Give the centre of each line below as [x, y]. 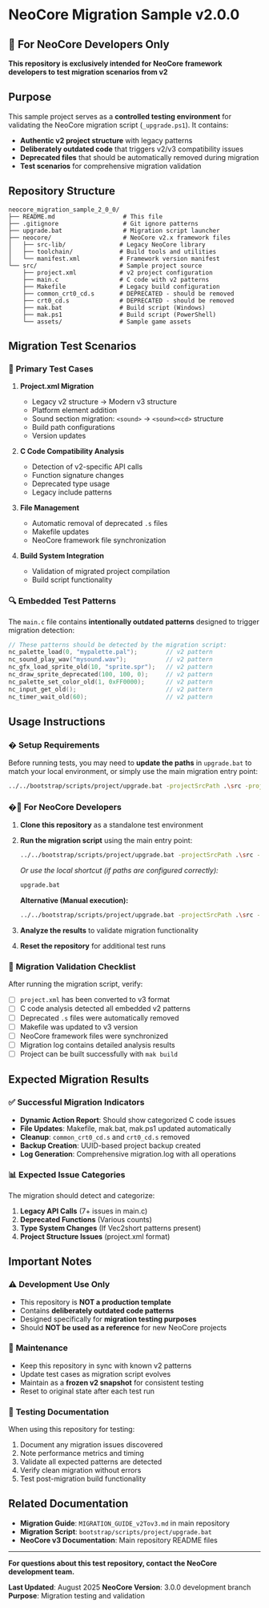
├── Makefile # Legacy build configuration [121, 287]
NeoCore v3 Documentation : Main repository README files [118, 1540]
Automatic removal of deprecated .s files [100, 523]
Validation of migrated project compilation [101, 571]
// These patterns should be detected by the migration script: [118, 645]
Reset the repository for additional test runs [93, 946]
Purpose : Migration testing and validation [77, 1595]
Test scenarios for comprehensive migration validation [110, 166]
